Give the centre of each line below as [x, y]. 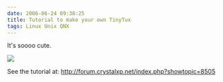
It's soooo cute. [29, 46]
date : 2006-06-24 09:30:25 [46, 13]
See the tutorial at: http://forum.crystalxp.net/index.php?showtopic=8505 [111, 72]
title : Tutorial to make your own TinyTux [69, 20]
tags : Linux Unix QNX [38, 26]
